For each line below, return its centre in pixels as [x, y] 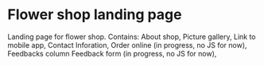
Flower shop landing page [95, 15]
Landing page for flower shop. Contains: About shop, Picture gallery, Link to [132, 37]
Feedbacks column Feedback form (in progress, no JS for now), [112, 53]
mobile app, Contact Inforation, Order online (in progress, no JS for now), [127, 45]
